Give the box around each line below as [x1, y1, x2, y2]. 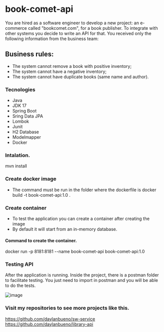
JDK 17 [12, 103, 27, 109]
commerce [5, 25, 27, 31]
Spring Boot [12, 108, 37, 114]
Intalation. [5, 152, 31, 159]
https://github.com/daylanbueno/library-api [5, 321, 93, 327]
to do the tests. [5, 282, 36, 288]
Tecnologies [5, 86, 36, 93]
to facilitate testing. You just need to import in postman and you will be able [5, 277, 158, 283]
